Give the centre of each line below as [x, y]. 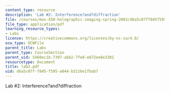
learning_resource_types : [32, 29]
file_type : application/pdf [35, 24]
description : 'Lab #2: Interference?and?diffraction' [63, 15]
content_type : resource [30, 10]
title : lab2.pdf [22, 67]
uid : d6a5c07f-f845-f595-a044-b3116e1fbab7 [52, 72]
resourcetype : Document [30, 62]
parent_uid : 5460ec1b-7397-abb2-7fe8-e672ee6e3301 [60, 57]
